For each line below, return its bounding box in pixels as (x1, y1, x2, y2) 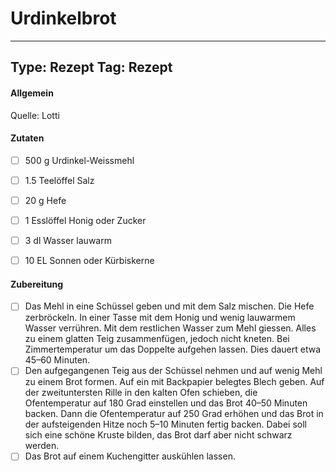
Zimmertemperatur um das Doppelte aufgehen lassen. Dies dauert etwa (24, 343, 322, 356)
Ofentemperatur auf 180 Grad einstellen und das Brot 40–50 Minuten (24, 397, 308, 409)
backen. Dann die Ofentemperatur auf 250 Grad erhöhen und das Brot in (24, 408, 324, 420)
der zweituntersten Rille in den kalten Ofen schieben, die (24, 387, 258, 399)
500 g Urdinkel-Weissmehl (24, 154, 135, 166)
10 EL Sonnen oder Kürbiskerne (24, 255, 155, 267)
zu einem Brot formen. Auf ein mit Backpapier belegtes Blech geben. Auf (24, 376, 325, 388)
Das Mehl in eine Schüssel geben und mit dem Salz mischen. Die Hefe (24, 300, 315, 312)
